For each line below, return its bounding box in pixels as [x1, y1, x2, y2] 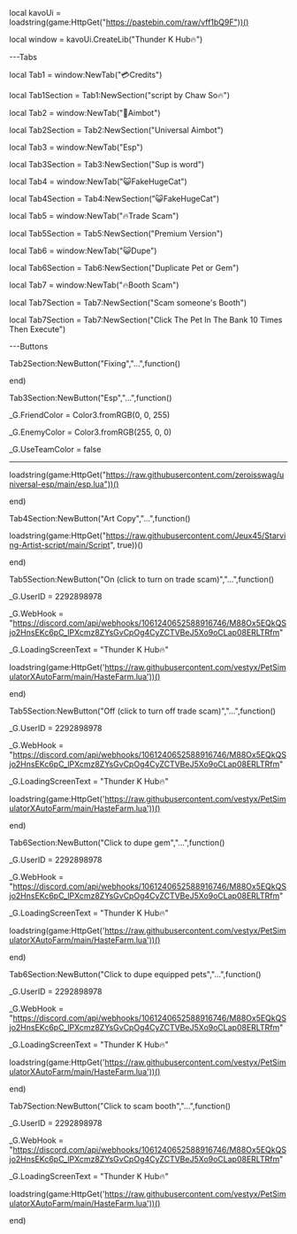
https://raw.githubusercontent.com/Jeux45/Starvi [105, 530, 286, 541]
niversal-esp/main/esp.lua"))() [9, 479, 119, 490]
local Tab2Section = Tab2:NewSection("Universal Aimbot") [9, 125, 224, 135]
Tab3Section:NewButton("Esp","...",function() [9, 393, 172, 403]
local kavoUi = [9, 8, 62, 18]
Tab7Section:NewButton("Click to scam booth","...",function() [9, 1101, 232, 1111]
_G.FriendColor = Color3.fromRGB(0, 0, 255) [9, 410, 171, 420]
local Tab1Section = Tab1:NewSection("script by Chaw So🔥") [9, 90, 231, 100]
